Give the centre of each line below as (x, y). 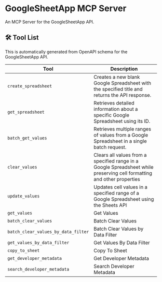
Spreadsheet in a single (120, 141)
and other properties (117, 179)
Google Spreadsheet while (124, 167)
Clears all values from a (120, 155)
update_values (24, 196)
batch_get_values (27, 138)
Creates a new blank (117, 77)
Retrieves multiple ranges (122, 129)
